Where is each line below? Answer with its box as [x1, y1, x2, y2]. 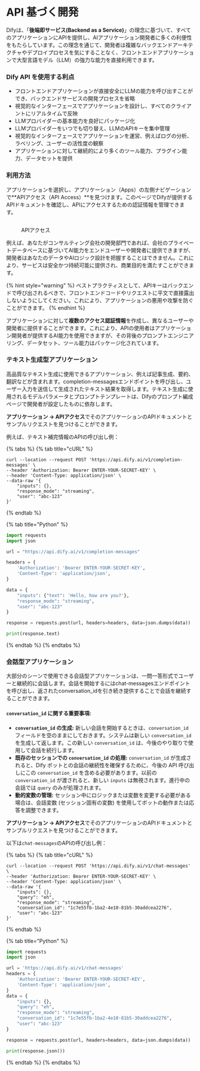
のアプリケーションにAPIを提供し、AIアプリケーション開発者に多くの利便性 [6, 34, 192, 41]
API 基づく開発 [6, 5, 79, 19]
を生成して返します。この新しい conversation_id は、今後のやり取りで [14, 739, 189, 746]
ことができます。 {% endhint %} [6, 304, 85, 311]
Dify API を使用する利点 [6, 72, 75, 81]
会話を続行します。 [30, 746, 78, 754]
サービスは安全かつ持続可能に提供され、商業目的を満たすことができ [21, 261, 189, 269]
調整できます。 [25, 806, 62, 814]
